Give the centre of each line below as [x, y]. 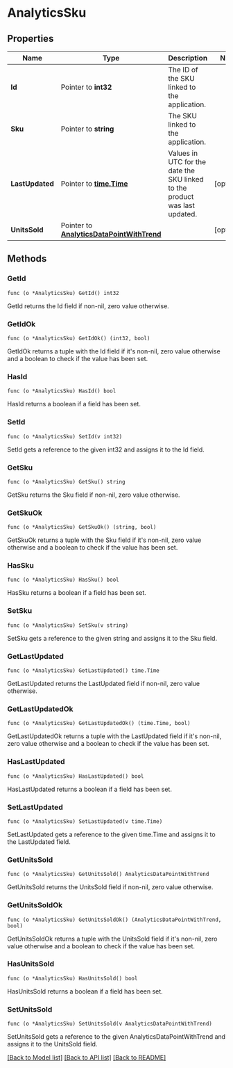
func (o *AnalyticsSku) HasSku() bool [63, 580]
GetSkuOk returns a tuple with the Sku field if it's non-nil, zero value [104, 540]
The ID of [183, 70]
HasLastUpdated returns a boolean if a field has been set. [89, 789]
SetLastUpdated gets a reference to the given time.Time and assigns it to [112, 834]
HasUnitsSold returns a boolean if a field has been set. [85, 991]
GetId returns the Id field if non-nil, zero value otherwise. [88, 306]
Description [188, 58]
